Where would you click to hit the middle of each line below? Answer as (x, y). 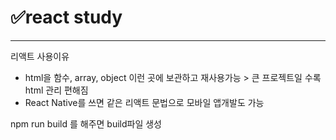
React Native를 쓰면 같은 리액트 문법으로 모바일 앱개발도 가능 (144, 102)
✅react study (66, 17)
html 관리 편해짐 (56, 90)
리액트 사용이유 (40, 56)
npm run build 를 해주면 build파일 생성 (86, 123)
